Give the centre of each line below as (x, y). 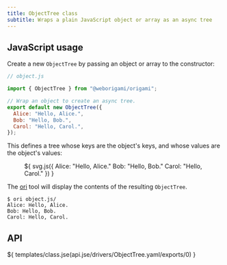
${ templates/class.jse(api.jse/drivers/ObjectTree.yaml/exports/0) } (102, 255)
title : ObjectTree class (42, 13)
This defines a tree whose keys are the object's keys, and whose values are (114, 146)
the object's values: (35, 153)
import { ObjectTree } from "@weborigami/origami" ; (82, 89)
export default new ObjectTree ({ (55, 107)
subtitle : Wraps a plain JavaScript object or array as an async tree (110, 20)
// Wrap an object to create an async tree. (71, 101)
